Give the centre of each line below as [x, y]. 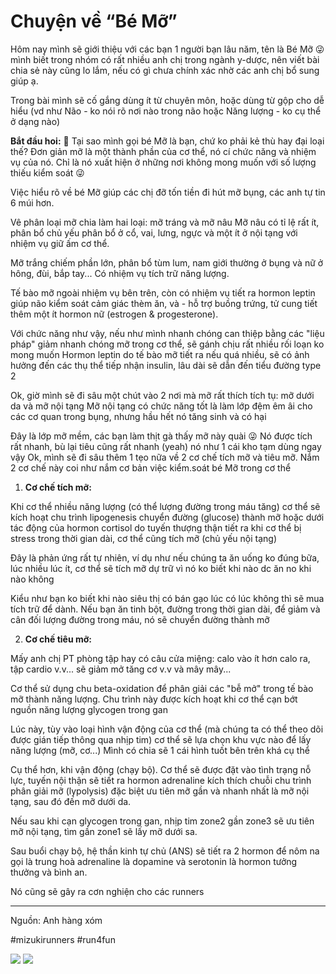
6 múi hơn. [32, 202]
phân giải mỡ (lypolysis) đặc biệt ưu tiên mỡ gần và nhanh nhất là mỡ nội [160, 791]
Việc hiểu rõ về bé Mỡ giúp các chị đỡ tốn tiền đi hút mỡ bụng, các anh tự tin [168, 192]
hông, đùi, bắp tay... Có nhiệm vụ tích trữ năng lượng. [120, 273]
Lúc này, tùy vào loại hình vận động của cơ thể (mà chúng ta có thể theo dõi [167, 729]
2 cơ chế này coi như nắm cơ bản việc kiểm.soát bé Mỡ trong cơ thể [151, 467]
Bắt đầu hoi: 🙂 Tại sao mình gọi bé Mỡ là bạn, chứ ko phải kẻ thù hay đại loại [167, 141]
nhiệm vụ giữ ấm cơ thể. [60, 243]
